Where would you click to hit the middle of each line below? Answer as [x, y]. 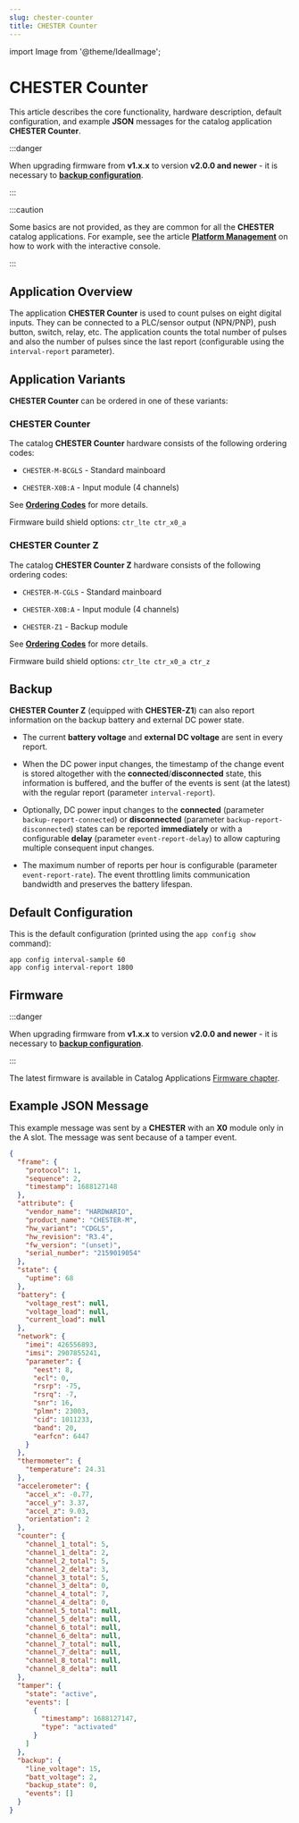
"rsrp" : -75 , [57, 1387]
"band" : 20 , [55, 1428]
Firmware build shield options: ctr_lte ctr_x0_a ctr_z [110, 661]
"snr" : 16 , [53, 1403]
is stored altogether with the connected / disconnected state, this [141, 773]
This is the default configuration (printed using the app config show [133, 934]
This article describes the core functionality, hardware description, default [145, 112]
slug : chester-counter [51, 17]
